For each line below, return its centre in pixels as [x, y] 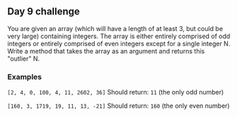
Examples [25, 77]
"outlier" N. [24, 58]
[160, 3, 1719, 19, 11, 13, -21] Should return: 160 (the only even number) [118, 106]
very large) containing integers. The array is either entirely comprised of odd [119, 36]
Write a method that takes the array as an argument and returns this [106, 51]
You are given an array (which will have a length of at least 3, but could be [115, 28]
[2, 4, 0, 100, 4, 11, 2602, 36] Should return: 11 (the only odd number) [116, 92]
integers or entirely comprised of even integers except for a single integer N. [119, 43]
